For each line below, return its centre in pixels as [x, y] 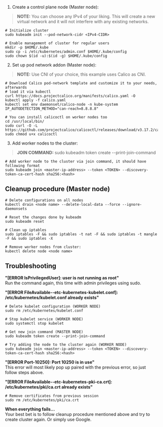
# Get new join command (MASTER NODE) [44, 332]
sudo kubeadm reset [25, 221]
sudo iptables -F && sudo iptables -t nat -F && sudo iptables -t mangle [81, 234]
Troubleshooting [31, 266]
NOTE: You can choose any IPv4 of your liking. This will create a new [86, 16]
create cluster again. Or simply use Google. [48, 419]
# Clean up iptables [26, 230]
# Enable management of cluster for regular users [57, 43]
